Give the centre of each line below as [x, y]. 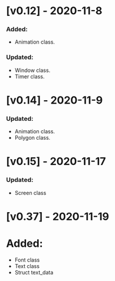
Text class [27, 266]
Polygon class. [32, 138]
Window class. [32, 70]
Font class [27, 260]
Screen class [30, 193]
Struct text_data [34, 272]
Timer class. [29, 76]
